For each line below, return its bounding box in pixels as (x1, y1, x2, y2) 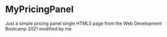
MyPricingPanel (5, 4, 74, 15)
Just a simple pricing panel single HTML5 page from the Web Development (5, 20, 162, 26)
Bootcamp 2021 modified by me (5, 25, 72, 31)
